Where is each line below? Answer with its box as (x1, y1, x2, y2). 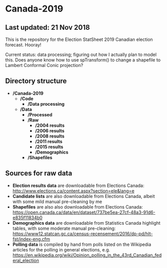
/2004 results (35, 122, 65, 128)
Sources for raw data (5, 169, 72, 178)
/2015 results (35, 144, 64, 150)
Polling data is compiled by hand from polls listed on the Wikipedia (12, 241, 151, 247)
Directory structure (5, 77, 67, 86)
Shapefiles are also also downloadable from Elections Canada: (12, 204, 143, 210)
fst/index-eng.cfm (12, 236, 50, 242)
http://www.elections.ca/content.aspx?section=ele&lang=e (12, 187, 135, 194)
